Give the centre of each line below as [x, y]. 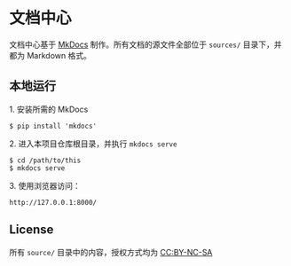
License [31, 230]
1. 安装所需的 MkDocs [49, 109]
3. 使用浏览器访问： [45, 185]
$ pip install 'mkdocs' [53, 126]
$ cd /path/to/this [45, 160]
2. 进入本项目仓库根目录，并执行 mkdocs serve [93, 144]
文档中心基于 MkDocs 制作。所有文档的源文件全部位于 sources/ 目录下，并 [145, 44]
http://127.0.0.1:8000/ [53, 202]
